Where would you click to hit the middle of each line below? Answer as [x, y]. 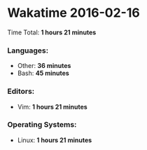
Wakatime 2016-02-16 [73, 13]
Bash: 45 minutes [43, 73]
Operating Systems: [42, 125]
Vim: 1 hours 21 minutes [52, 107]
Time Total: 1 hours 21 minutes [52, 32]
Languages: [28, 50]
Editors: [21, 91]
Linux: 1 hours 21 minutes [55, 140]
